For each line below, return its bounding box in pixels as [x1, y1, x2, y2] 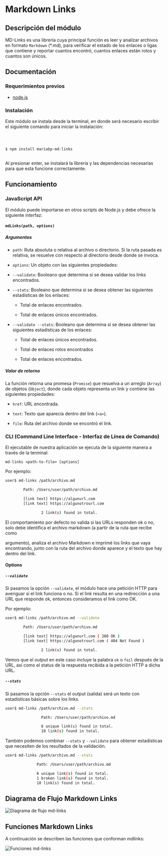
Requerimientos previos [5, 83, 65, 90]
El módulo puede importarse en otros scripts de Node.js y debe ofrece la [5, 207, 156, 213]
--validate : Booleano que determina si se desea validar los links [12, 272, 146, 278]
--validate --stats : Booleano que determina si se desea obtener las [12, 322, 155, 328]
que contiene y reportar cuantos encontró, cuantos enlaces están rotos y [5, 48, 156, 53]
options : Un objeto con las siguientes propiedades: [12, 262, 118, 268]
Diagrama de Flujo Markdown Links [5, 794, 118, 803]
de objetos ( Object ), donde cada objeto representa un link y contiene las [5, 386, 155, 392]
